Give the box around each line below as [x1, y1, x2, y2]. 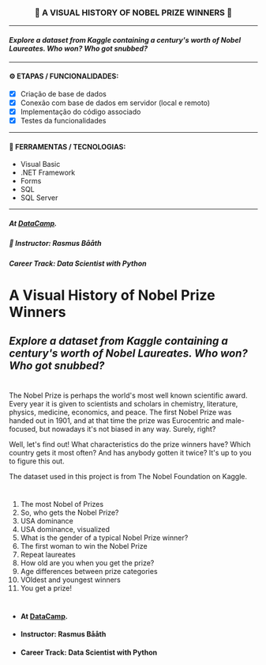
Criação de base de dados [20, 89, 107, 98]
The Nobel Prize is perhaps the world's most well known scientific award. [9, 391, 248, 400]
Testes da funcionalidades [20, 115, 107, 125]
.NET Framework [20, 168, 76, 177]
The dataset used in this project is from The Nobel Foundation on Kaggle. [9, 472, 248, 482]
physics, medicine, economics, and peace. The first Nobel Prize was [9, 407, 232, 418]
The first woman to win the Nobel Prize [20, 542, 148, 551]
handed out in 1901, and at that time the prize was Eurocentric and [9, 416, 224, 425]
